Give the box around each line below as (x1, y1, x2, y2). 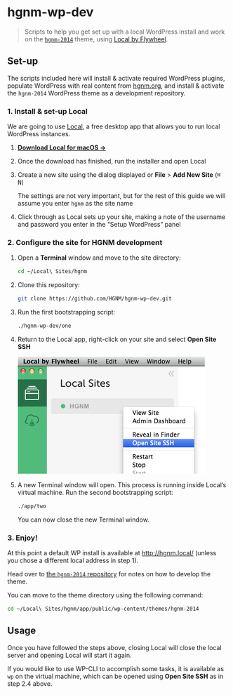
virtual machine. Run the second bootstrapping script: (17, 488, 173, 496)
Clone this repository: (17, 281, 80, 289)
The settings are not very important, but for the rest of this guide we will (17, 192, 226, 200)
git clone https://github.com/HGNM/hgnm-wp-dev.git (17, 296, 172, 303)
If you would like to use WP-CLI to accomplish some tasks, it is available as (7, 664, 225, 673)
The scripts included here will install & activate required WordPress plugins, (7, 74, 225, 82)
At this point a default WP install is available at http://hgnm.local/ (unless (7, 549, 217, 557)
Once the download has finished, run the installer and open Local (17, 157, 206, 166)
